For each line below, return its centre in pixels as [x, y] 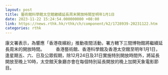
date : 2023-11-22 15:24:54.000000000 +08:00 [52, 19]
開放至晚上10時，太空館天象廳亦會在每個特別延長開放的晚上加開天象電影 [80, 62]
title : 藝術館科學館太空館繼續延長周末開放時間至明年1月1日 [60, 14]
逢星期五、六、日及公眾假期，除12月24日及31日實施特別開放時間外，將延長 [82, 56]
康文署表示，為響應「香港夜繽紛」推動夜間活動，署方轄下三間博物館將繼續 [82, 43]
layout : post [19, 10]
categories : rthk [23, 28]
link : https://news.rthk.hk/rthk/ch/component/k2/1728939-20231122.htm [81, 24]
